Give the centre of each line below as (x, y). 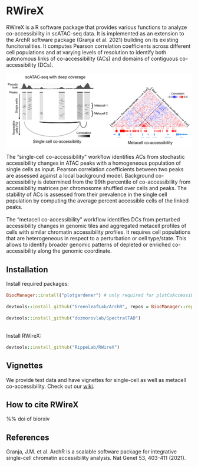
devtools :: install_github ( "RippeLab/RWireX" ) (63, 347)
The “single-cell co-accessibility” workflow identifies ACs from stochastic (95, 157)
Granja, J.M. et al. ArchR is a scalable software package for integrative (91, 452)
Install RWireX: (24, 335)
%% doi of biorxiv (28, 419)
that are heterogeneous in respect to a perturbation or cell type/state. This (96, 239)
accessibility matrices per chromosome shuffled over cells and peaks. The (97, 188)
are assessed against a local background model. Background (80, 176)
